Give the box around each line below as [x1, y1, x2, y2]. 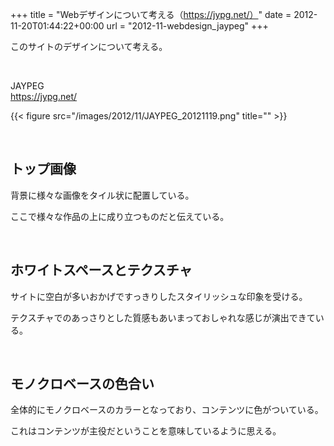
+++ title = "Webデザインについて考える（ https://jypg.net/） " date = [10, 9, 292, 20]
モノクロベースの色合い [10, 376, 155, 393]
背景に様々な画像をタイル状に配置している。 [10, 189, 195, 201]
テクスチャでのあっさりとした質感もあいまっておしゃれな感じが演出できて [10, 311, 316, 323]
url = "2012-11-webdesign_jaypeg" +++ [106, 20, 269, 32]
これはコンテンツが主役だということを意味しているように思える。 [10, 425, 282, 437]
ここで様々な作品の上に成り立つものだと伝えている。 [10, 210, 230, 222]
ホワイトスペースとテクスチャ [10, 262, 193, 279]
